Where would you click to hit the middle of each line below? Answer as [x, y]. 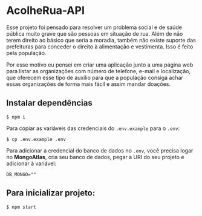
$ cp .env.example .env [36, 139]
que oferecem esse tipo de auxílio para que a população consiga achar [95, 77]
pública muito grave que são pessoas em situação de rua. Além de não [95, 33]
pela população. [26, 53]
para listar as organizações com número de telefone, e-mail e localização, [99, 71]
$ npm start [21, 207]
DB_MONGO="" [21, 174]
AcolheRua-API [45, 11]
